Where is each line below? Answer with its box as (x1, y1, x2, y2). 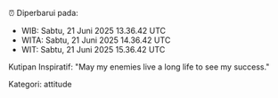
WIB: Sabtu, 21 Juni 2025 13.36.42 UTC (20, 26, 167, 36)
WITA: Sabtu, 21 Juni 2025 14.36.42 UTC (20, 35, 171, 45)
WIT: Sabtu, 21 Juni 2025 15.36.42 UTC (20, 45, 166, 54)
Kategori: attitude (8, 79, 72, 89)
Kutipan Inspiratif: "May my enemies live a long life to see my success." (8, 61, 270, 72)
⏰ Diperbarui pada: (8, 8, 79, 18)
